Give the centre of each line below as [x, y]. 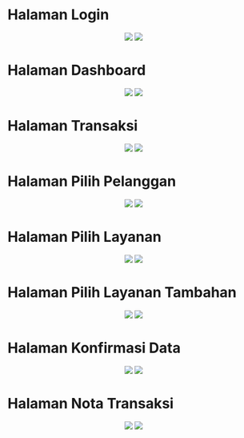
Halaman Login [58, 15]
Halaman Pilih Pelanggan [92, 181]
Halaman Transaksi [73, 126]
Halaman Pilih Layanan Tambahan [122, 292]
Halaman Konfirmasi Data [94, 348]
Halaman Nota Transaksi [90, 403]
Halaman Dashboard [77, 70]
